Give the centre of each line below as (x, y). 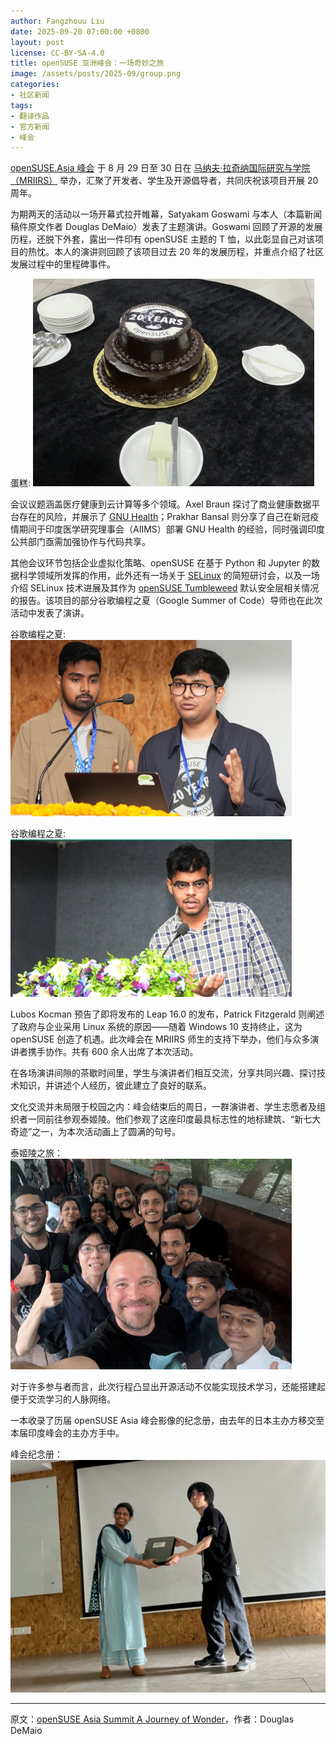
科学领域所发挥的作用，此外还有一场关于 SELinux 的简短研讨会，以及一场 (169, 576)
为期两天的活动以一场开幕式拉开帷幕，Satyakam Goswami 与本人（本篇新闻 (166, 214)
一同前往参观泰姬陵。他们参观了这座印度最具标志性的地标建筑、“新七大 (174, 1119)
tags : (21, 105)
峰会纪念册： (36, 1454)
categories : (35, 85)
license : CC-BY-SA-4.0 (57, 53)
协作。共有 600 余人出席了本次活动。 (121, 1052)
